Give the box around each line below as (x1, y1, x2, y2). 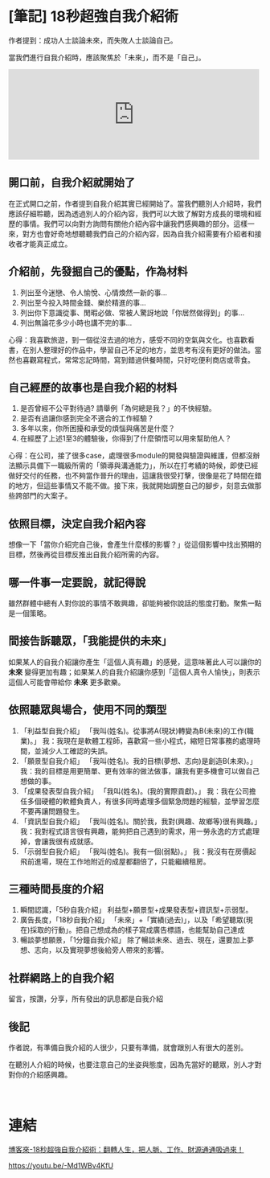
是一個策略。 (8, 609, 51, 618)
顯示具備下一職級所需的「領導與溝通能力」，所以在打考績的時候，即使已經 (14, 461, 259, 470)
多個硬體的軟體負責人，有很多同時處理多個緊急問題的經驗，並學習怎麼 (27, 796, 260, 806)
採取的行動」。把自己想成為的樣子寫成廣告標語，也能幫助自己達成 (29, 926, 245, 935)
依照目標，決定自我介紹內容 (8, 516, 146, 531)
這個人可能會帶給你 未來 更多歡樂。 (8, 677, 125, 687)
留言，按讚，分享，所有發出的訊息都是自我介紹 (8, 994, 163, 1004)
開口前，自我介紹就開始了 (8, 176, 135, 190)
